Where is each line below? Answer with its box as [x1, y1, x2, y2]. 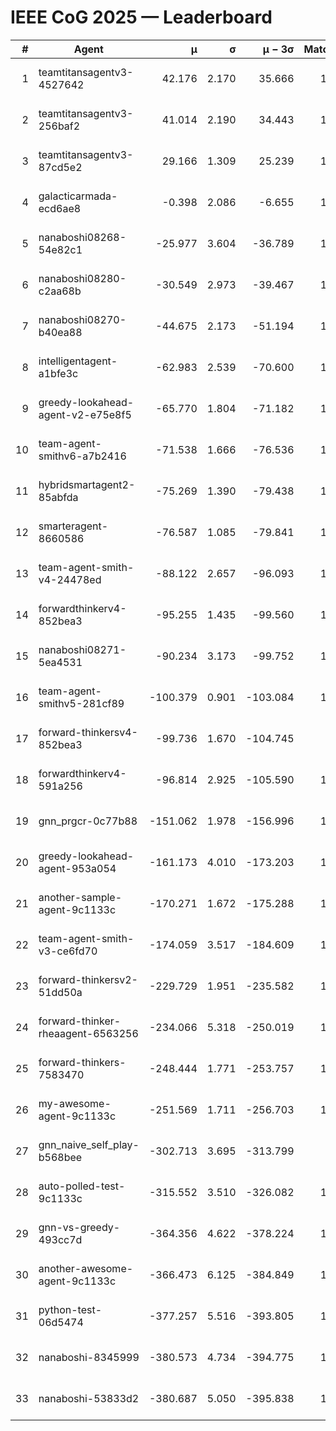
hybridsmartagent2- [38, 477, 136, 491]
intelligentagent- [38, 354, 118, 368]
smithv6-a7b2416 [38, 449, 127, 463]
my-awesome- [38, 1096, 112, 1110]
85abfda [38, 490, 79, 504]
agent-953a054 [38, 861, 117, 875]
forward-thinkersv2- [38, 972, 138, 986]
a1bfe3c [38, 366, 79, 380]
